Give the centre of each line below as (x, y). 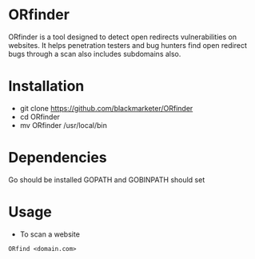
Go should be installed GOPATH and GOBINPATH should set (107, 179)
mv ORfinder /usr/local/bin (64, 125)
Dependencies (58, 158)
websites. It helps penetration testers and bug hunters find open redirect (128, 45)
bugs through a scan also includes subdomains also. (95, 54)
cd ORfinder (40, 117)
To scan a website (50, 234)
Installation (46, 86)
